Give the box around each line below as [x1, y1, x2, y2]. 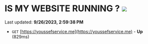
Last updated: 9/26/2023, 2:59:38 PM [4, 19, 83, 25]
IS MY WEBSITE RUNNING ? [4, 3, 120, 14]
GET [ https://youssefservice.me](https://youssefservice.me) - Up [11, 28, 143, 34]
